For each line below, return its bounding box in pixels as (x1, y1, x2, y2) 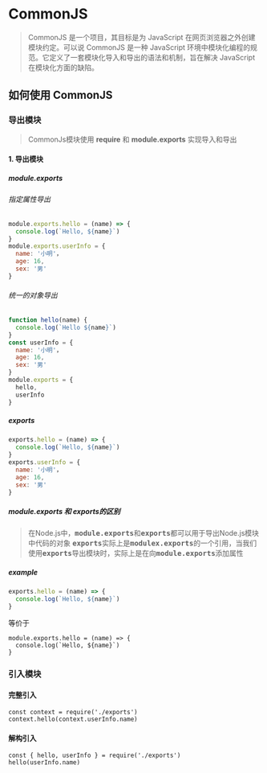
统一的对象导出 (8, 290, 58, 300)
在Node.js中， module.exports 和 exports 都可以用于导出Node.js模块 (27, 528, 259, 538)
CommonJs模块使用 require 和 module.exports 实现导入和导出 (27, 134, 237, 144)
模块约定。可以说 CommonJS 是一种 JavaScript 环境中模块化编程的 (27, 42, 251, 52)
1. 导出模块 (8, 154, 44, 164)
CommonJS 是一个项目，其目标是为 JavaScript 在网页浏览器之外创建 (27, 32, 256, 42)
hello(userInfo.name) (8, 759, 81, 767)
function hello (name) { (8, 316, 88, 324)
